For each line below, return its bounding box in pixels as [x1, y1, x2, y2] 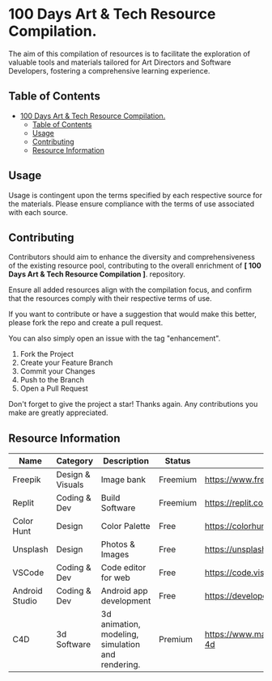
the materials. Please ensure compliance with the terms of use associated [8, 199, 255, 209]
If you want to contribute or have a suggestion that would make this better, [8, 309, 257, 319]
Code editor [100, 562, 147, 573]
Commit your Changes [19, 366, 96, 376]
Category [56, 455, 94, 467]
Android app [100, 586, 148, 597]
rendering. [100, 659, 141, 670]
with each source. [8, 207, 69, 217]
